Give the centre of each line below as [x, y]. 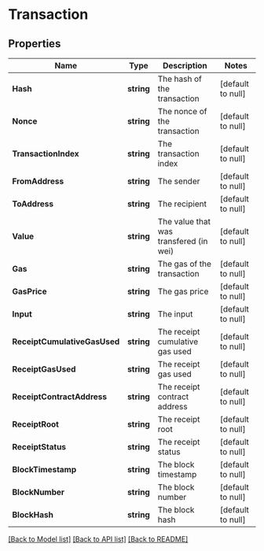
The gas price [183, 291]
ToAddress [33, 204]
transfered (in [183, 241]
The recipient [182, 204]
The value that [184, 222]
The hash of [180, 79]
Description [185, 66]
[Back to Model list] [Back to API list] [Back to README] [98, 539]
